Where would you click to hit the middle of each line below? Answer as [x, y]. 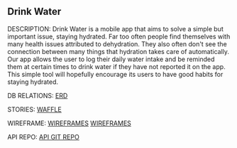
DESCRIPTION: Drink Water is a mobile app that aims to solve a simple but [115, 28]
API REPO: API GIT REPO [43, 137]
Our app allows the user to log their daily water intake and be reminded [111, 59]
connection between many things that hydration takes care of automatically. [118, 51]
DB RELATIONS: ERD [38, 95]
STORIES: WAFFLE [34, 109]
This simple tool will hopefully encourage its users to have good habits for [115, 74]
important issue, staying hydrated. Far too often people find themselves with [119, 36]
